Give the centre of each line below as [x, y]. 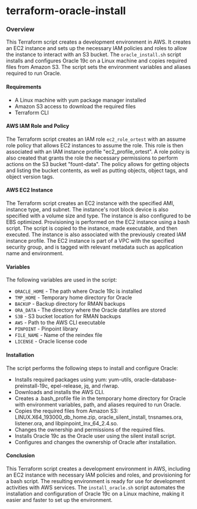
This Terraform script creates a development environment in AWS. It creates [98, 42]
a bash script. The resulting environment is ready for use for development [96, 481]
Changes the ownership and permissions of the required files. [90, 429]
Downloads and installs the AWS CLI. [60, 392]
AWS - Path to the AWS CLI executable [60, 323]
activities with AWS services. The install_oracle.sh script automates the [95, 487]
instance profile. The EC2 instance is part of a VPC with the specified [90, 241]
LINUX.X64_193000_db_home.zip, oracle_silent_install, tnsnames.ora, [99, 417]
